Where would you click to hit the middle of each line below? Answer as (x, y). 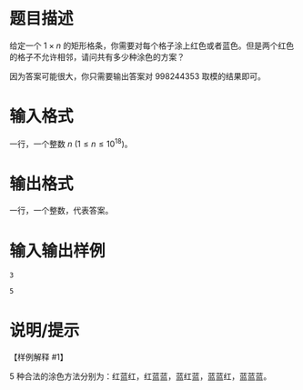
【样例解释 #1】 (39, 357)
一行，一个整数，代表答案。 (61, 211)
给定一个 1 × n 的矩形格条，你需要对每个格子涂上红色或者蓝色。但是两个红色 (152, 45)
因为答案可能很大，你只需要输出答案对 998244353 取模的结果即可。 (137, 76)
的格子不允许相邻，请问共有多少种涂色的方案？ (97, 56)
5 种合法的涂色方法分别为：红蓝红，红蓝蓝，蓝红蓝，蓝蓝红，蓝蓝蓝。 (141, 376)
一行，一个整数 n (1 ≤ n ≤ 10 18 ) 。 (71, 143)
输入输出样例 (58, 250)
